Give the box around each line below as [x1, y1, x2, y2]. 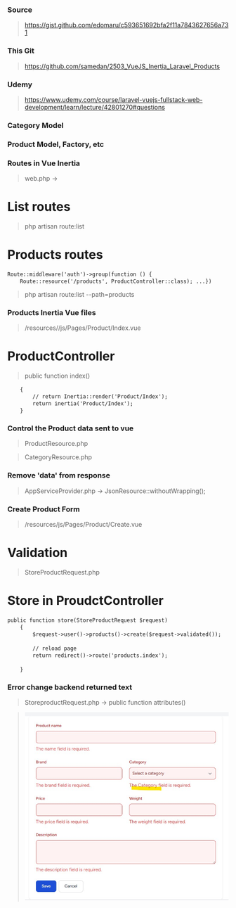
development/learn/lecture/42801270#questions [24, 103, 165, 111]
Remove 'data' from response [7, 471, 110, 480]
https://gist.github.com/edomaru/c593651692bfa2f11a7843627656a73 [24, 21, 229, 30]
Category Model [7, 120, 64, 130]
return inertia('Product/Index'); [32, 400, 133, 407]
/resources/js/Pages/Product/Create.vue [24, 520, 143, 529]
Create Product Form [7, 504, 80, 514]
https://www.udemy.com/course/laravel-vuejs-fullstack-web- [24, 95, 203, 103]
